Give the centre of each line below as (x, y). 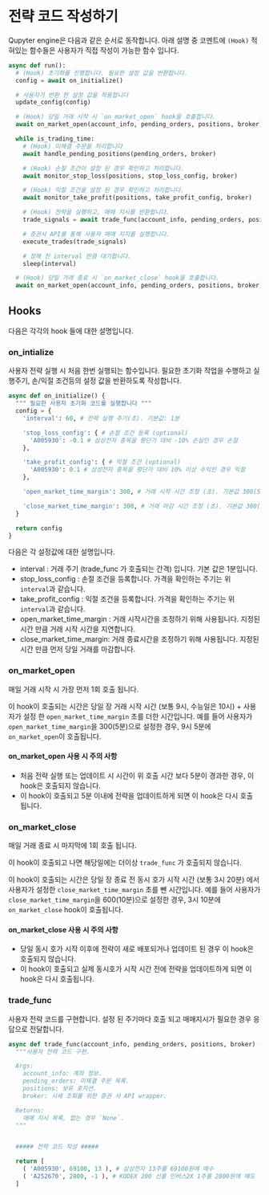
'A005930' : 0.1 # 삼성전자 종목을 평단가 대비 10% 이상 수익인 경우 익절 (137, 470)
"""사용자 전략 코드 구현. (53, 1052)
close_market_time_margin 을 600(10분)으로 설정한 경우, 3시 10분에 (115, 899)
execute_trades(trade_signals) (75, 242)
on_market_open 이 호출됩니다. (55, 736)
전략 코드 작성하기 (63, 16)
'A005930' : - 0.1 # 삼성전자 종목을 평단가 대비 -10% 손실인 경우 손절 (134, 440)
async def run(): (37, 65)
